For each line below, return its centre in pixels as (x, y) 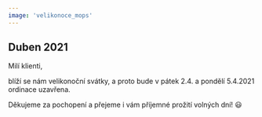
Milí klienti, (25, 66)
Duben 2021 (38, 48)
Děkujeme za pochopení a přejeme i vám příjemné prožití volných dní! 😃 (125, 105)
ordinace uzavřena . (39, 90)
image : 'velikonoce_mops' (50, 15)
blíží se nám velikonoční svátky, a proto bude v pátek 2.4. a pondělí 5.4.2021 (131, 81)
